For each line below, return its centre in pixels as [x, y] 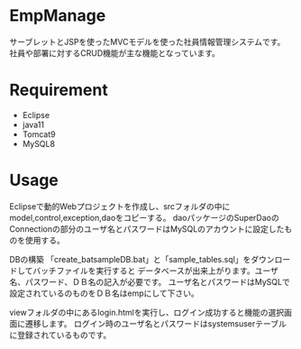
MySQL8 [39, 143]
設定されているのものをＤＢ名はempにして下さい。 [105, 293]
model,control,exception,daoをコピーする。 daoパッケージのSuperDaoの [144, 217]
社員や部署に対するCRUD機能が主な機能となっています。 [115, 53]
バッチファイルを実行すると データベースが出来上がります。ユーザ [156, 271]
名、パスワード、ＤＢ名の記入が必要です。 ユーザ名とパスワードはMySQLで [150, 281]
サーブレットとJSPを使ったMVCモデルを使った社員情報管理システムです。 [147, 41]
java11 [33, 124]
